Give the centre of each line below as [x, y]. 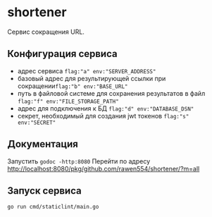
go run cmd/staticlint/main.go [53, 207]
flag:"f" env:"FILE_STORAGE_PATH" [68, 101]
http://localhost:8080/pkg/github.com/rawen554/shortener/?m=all [104, 168]
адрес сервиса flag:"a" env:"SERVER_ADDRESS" [87, 70]
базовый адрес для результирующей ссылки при [92, 78]
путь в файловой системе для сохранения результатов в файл [111, 93]
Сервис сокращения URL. [46, 32]
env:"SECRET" [37, 123]
